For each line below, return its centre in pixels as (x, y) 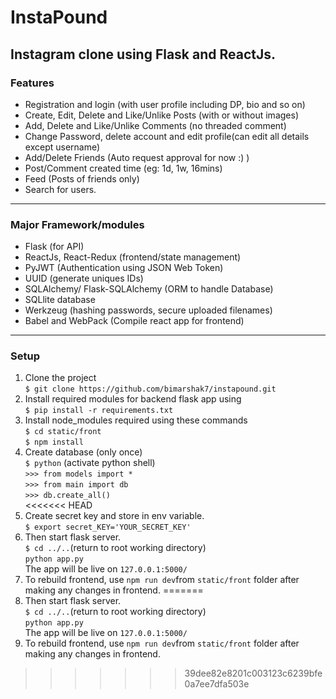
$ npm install (54, 442)
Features (32, 83)
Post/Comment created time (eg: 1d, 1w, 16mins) (123, 168)
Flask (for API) (54, 247)
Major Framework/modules (77, 224)
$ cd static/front (63, 432)
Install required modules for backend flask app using (133, 399)
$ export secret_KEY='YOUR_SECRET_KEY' (108, 527)
